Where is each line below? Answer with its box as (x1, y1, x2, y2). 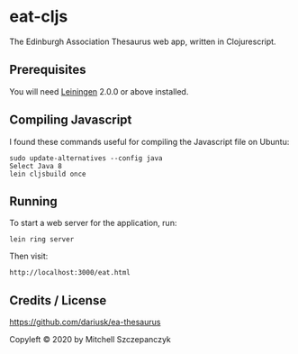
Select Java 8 (9, 161, 63, 170)
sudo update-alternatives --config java (9, 153, 164, 163)
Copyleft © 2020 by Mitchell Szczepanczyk (9, 334, 171, 345)
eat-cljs (9, 6, 68, 27)
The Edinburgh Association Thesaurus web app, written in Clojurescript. (9, 36, 276, 47)
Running (9, 194, 59, 209)
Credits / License (9, 293, 107, 308)
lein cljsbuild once (9, 169, 87, 178)
